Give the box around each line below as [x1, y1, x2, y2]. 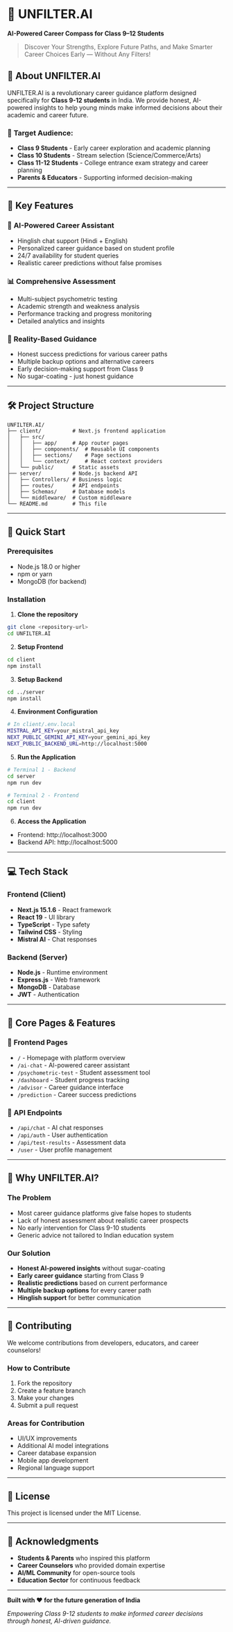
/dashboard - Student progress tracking [17, 1075, 130, 1084]
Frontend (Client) [7, 890, 66, 900]
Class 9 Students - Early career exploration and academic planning [17, 144, 211, 152]
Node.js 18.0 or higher [17, 562, 81, 571]
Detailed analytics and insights [17, 317, 105, 326]
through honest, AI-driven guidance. [7, 1617, 112, 1625]
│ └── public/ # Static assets [7, 464, 119, 471]
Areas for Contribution [7, 1419, 85, 1429]
